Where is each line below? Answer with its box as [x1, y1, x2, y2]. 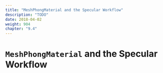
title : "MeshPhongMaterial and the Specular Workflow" [5, 7, 124, 13]
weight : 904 [5, 21, 30, 27]
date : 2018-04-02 [5, 17, 42, 22]
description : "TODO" [5, 12, 49, 17]
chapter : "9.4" [5, 26, 37, 31]
